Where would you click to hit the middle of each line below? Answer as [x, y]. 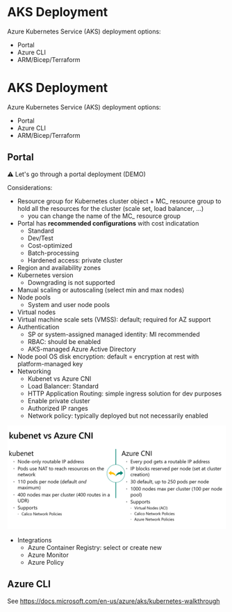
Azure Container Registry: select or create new [94, 547]
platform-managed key [50, 363]
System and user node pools [68, 304]
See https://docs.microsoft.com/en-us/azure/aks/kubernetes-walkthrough [114, 601]
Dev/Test [40, 238]
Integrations [34, 540]
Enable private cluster [59, 400]
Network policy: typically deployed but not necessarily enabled [118, 416]
